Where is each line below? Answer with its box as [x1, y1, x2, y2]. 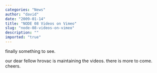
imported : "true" [5, 35, 41, 40]
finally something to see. [5, 48, 56, 54]
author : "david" [5, 12, 39, 17]
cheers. [5, 63, 21, 69]
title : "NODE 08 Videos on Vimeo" [5, 21, 77, 26]
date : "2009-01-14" [5, 16, 46, 21]
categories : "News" [5, 7, 46, 12]
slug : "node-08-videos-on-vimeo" [5, 26, 75, 31]
